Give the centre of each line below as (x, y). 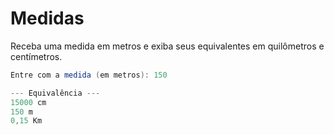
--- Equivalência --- (55, 93)
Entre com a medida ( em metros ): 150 (89, 75)
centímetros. (36, 56)
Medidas (47, 18)
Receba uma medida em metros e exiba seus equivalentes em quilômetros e (167, 46)
